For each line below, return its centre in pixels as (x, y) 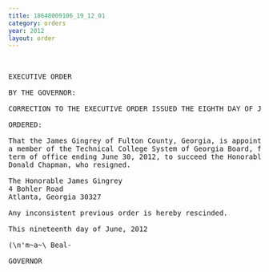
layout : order (32, 38)
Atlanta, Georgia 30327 (55, 197)
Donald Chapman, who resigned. (70, 165)
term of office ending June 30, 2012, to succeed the (116, 157)
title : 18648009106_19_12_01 (57, 16)
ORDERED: (25, 125)
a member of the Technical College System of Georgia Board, (131, 149)
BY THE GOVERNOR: (42, 93)
